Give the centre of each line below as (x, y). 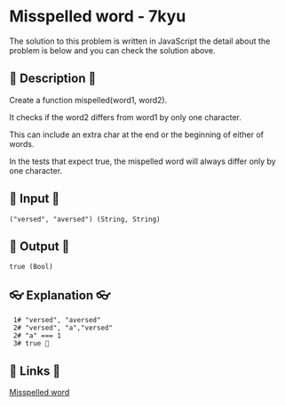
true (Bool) (31, 267)
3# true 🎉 (31, 344)
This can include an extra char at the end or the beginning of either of (137, 134)
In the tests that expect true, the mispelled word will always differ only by (143, 161)
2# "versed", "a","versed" (63, 328)
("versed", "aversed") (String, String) (85, 219)
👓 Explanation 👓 (60, 295)
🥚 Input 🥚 (35, 199)
